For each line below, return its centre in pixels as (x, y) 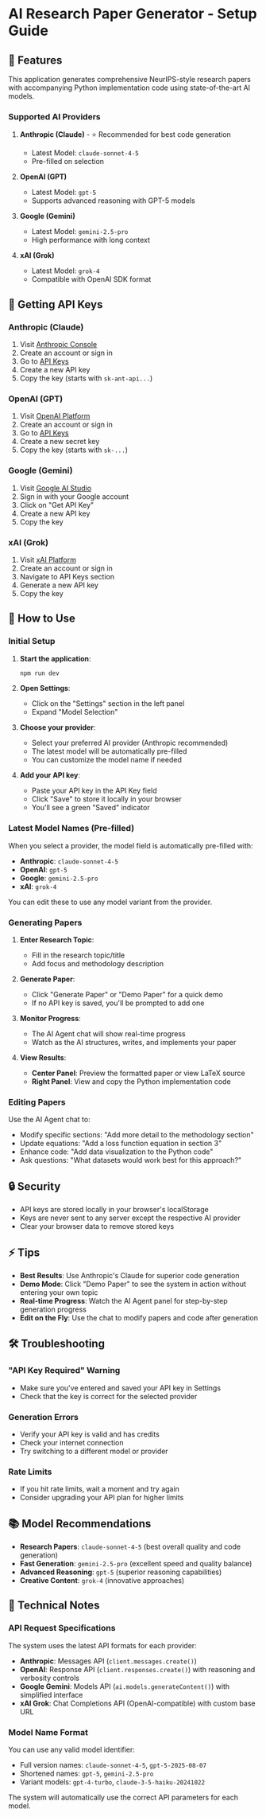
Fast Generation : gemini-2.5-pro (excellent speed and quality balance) (136, 1564)
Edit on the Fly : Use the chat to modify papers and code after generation (139, 1317)
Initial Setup (32, 641)
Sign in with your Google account (74, 496)
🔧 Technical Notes (54, 1606)
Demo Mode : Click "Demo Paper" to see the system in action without (133, 1284)
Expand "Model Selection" (75, 712)
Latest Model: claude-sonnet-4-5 (85, 153)
